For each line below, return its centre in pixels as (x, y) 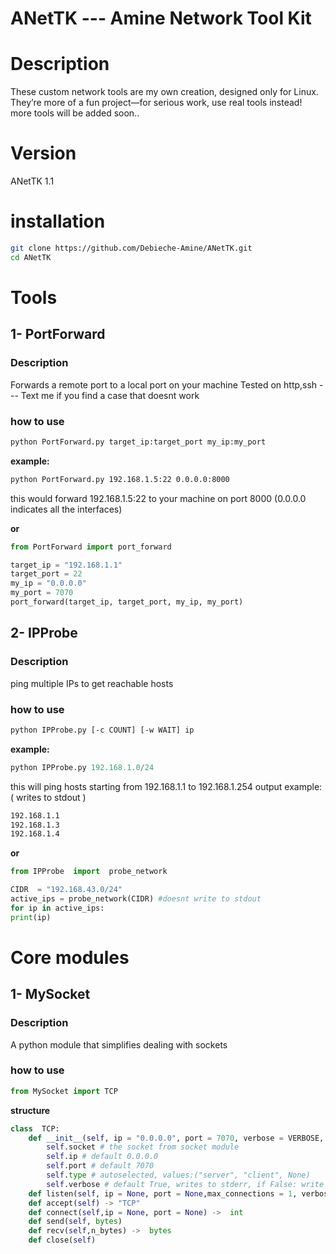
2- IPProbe (44, 633)
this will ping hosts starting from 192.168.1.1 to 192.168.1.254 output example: (166, 786)
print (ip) (31, 917)
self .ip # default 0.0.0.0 (102, 1157)
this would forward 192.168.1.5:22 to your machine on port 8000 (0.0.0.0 (158, 498)
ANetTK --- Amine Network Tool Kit (161, 18)
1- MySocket (50, 994)
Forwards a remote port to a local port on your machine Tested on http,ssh (164, 384)
